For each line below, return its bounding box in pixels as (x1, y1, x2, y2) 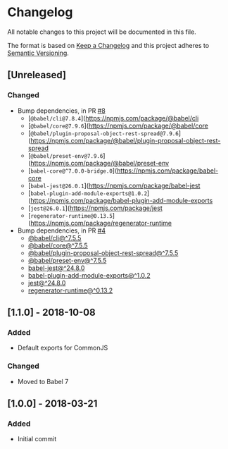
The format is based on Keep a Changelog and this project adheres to (7, 41, 210, 49)
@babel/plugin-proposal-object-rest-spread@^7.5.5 (27, 248, 179, 257)
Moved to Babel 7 (17, 377, 69, 386)
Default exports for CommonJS (17, 343, 108, 352)
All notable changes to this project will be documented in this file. (7, 27, 197, 36)
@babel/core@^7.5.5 (27, 241, 88, 250)
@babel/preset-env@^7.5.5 (27, 256, 107, 264)
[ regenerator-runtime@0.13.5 (27, 211, 113, 219)
